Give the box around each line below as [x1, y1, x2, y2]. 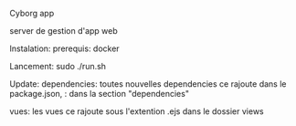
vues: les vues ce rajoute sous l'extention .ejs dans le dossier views [9, 106, 264, 117]
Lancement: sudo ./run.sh [9, 61, 107, 71]
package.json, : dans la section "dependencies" [9, 89, 190, 99]
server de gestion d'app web [9, 26, 119, 36]
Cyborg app [9, 8, 55, 18]
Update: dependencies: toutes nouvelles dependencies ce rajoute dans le [9, 79, 287, 89]
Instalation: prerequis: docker [9, 43, 121, 54]
